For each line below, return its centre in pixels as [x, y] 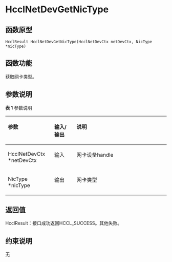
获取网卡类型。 [21, 77]
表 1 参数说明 [19, 108]
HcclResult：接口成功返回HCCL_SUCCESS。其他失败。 [63, 223]
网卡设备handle [95, 155]
